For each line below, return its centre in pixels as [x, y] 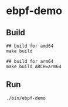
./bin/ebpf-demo [26, 98]
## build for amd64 [30, 46]
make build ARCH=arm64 [34, 66]
